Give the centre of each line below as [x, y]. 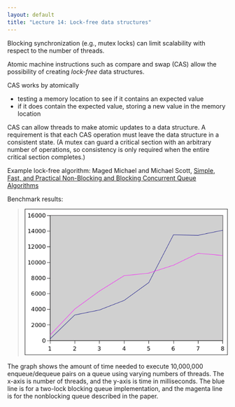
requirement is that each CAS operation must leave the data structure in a [113, 134]
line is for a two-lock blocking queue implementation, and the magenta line [115, 388]
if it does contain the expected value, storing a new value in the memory [121, 106]
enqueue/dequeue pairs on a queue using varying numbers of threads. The [116, 374]
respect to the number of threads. [56, 50]
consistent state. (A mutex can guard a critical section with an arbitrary [109, 142]
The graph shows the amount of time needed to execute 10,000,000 [105, 366]
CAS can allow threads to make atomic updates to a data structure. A [107, 127]
